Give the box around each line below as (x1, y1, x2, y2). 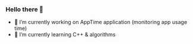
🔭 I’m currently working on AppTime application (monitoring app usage (14, 19, 188, 26)
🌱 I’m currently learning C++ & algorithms (14, 31, 116, 38)
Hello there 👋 (5, 5, 44, 13)
